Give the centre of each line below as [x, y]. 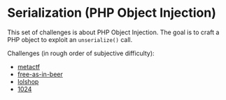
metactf [29, 66]
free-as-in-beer [40, 74]
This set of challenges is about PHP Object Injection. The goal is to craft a [113, 32]
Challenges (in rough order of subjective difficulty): [81, 53]
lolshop [28, 81]
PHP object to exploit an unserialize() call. [70, 39]
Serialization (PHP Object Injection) [112, 13]
